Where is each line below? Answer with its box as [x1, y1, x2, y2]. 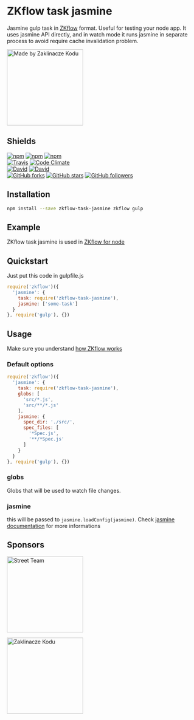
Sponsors [7, 540, 44, 550]
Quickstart [7, 256, 49, 266]
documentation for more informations [7, 523, 101, 530]
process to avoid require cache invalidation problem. [7, 37, 139, 44]
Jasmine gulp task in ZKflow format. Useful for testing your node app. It [7, 24, 187, 32]
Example [7, 222, 41, 232]
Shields [7, 136, 36, 146]
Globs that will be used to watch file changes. [7, 487, 121, 494]
